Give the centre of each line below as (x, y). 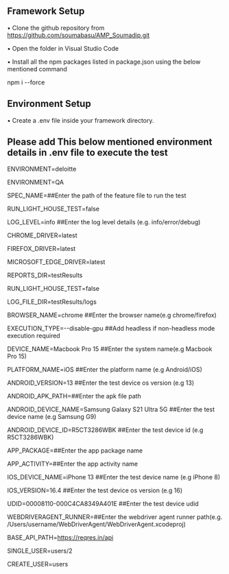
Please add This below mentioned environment (110, 142)
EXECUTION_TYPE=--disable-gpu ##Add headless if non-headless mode (111, 328)
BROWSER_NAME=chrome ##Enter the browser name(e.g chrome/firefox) (112, 315)
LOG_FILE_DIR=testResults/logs (52, 302)
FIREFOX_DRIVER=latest (41, 249)
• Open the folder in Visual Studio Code (63, 48)
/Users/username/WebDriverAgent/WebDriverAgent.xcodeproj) (97, 525)
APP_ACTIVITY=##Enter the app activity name (73, 464)
